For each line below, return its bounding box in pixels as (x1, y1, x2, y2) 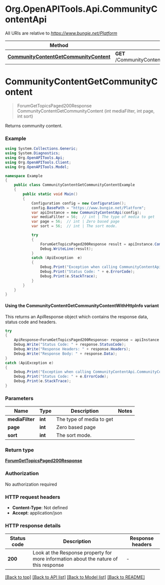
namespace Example (5, 173, 43, 178)
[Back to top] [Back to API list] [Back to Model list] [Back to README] (5, 574, 145, 580)
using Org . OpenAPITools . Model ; (5, 164, 69, 169)
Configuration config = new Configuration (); (31, 201, 126, 206)
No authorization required (5, 481, 57, 487)
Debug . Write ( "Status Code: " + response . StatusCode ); (14, 342, 126, 347)
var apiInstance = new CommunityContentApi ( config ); (31, 210, 141, 215)
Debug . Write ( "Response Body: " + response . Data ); (14, 351, 118, 356)
